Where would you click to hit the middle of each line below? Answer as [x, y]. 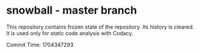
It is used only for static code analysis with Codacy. [70, 33]
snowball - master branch [71, 10]
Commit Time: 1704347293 [40, 45]
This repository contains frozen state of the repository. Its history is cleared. [100, 27]
